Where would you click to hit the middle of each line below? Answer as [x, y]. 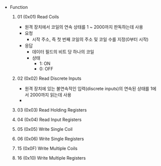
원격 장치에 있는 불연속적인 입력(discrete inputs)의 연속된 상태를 [87, 88]
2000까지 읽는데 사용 [51, 95]
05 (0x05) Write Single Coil [45, 129]
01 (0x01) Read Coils [38, 17]
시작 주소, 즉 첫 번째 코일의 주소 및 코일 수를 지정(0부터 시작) [90, 39]
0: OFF [46, 69]
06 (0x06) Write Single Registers [51, 139]
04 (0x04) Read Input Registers [49, 119]
